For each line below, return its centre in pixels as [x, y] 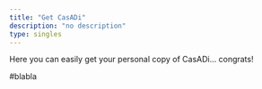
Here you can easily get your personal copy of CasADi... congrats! [131, 60]
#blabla [23, 77]
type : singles [36, 34]
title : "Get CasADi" [48, 17]
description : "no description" [68, 26]
